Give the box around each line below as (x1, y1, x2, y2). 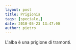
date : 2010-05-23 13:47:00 (5, 21, 60, 26)
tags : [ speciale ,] (5, 16, 43, 21)
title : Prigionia (5, 12, 41, 17)
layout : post (5, 7, 32, 12)
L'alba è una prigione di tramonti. (5, 39, 72, 45)
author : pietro (5, 26, 36, 31)
